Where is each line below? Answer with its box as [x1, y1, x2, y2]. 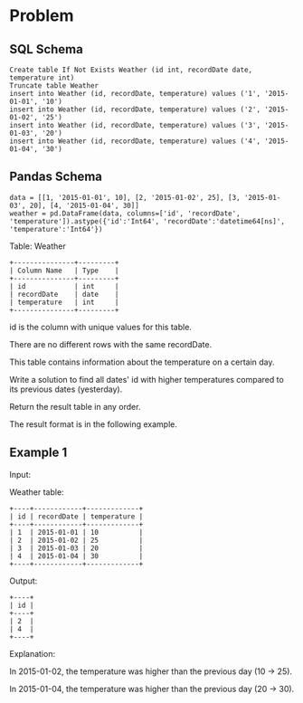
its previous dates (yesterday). [9, 384, 123, 394]
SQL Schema [9, 42, 83, 57]
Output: [9, 575, 38, 586]
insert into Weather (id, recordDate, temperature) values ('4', [9, 137, 260, 146]
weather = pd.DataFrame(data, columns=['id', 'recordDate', [9, 209, 241, 218]
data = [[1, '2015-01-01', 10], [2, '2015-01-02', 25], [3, [9, 193, 241, 202]
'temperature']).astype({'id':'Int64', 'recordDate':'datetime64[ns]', [9, 216, 285, 226]
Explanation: [9, 648, 56, 659]
